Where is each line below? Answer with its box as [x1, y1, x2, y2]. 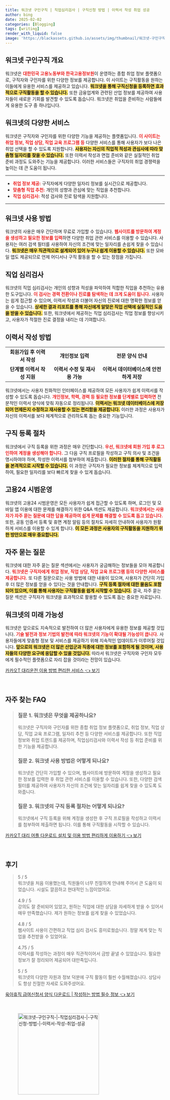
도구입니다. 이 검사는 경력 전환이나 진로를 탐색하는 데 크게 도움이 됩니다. [10, 291, 151, 298]
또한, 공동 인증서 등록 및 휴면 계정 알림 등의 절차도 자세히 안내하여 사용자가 [5, 519, 152, 525]
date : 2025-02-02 [5, 17, 42, 22]
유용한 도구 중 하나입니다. [10, 102, 61, 108]
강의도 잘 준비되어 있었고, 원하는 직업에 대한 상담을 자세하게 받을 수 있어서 [17, 904, 163, 910]
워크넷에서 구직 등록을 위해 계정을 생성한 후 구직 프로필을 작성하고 [17, 815, 148, 821]
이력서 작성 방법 [5, 333, 52, 341]
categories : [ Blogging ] [5, 21, 56, 27]
